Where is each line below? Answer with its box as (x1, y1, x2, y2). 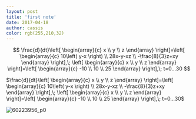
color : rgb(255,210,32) (6, 30, 65, 36)
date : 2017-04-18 (6, 19, 49, 25)
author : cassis (6, 25, 44, 31)
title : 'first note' (6, 14, 57, 20)
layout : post (6, 8, 38, 15)
